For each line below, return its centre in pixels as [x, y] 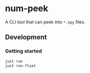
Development [26, 37]
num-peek [27, 9]
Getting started [24, 51]
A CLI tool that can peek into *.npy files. [45, 22]
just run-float [21, 66]
